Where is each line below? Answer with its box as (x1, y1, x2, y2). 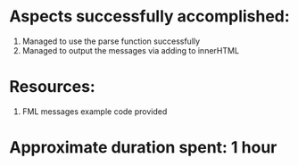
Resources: (9, 77, 95, 97)
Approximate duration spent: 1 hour (9, 137, 277, 158)
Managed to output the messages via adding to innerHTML (21, 45, 239, 55)
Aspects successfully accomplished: (9, 6, 290, 27)
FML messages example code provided (21, 105, 168, 117)
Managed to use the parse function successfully (21, 36, 201, 46)
